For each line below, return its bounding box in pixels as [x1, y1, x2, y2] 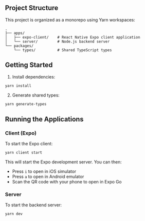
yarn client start [5, 150, 42, 155]
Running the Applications [5, 115, 84, 123]
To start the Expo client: [5, 141, 53, 147]
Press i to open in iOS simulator [12, 168, 76, 174]
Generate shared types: [12, 92, 60, 98]
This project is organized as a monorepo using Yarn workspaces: [5, 17, 135, 22]
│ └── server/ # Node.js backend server [5, 39, 110, 44]
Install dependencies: [12, 74, 55, 80]
